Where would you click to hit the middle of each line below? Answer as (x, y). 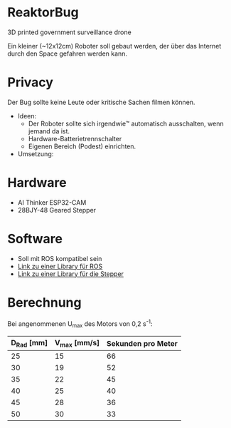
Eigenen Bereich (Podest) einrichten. (82, 146)
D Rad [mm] (29, 344)
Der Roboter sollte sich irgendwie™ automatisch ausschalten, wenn (126, 123)
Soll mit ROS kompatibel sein (60, 258)
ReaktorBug (43, 12)
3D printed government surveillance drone (69, 32)
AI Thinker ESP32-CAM (52, 202)
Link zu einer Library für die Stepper (71, 274)
